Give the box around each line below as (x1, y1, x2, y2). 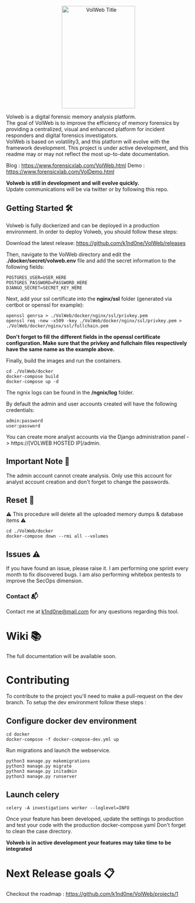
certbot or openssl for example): (6, 301, 84, 308)
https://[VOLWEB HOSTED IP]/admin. (11, 439, 101, 447)
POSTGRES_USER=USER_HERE (6, 274, 67, 281)
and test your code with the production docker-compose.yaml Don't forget (6, 822, 186, 829)
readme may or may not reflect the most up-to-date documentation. (6, 151, 170, 158)
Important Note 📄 (6, 456, 70, 466)
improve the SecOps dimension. (6, 577, 83, 584)
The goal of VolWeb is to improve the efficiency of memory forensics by (6, 120, 180, 126)
